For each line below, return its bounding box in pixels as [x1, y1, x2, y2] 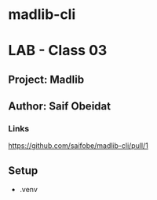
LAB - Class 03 [8, 42, 108, 60]
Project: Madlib [8, 72, 85, 86]
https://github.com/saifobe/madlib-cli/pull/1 [8, 141, 149, 150]
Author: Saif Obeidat [8, 100, 111, 113]
